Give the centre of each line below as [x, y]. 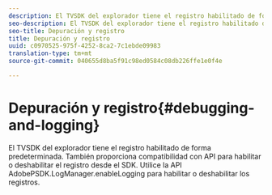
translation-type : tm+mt [50, 53]
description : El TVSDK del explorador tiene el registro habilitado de [132, 16]
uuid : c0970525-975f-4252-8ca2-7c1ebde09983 [85, 46]
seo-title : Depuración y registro [67, 31]
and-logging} [54, 125]
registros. [24, 182]
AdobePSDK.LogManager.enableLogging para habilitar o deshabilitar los [129, 173]
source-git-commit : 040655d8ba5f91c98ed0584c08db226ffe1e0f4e [115, 61]
